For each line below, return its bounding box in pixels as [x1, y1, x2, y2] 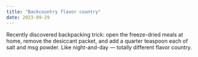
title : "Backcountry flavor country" [6, 8, 101, 15]
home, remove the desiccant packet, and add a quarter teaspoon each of [6, 37, 188, 44]
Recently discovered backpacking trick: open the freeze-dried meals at [6, 31, 184, 38]
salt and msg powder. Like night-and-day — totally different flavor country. [6, 43, 192, 51]
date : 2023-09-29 [6, 14, 50, 20]
